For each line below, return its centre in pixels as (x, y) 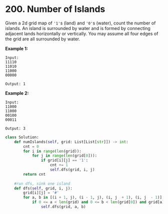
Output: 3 (15, 128)
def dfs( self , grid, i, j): (43, 188)
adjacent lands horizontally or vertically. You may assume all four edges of (82, 33)
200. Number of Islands (55, 9)
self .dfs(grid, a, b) (63, 207)
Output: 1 (15, 84)
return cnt (34, 174)
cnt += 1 (59, 165)
